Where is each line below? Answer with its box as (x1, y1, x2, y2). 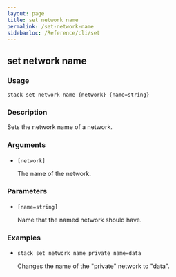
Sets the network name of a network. (7, 123, 113, 131)
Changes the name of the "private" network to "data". (17, 262, 170, 270)
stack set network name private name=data (17, 250, 141, 257)
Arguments (7, 140, 46, 150)
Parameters (7, 187, 47, 196)
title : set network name (7, 17, 79, 23)
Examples (7, 233, 41, 242)
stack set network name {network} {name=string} (7, 91, 150, 98)
